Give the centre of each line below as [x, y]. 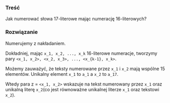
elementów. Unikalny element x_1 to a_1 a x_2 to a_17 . [62, 74]
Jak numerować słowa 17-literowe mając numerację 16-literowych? [76, 19]
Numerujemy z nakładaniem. [35, 43]
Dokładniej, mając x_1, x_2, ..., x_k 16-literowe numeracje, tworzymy [81, 53]
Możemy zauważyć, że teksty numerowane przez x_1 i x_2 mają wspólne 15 [85, 69]
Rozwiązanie [22, 32]
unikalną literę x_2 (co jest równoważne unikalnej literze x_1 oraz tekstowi [82, 89]
